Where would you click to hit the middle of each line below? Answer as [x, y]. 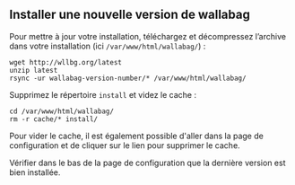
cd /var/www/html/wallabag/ [62, 111]
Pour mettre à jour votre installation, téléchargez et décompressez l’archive [148, 36]
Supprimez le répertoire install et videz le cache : [103, 94]
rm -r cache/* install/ [54, 119]
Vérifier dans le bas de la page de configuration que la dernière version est [147, 163]
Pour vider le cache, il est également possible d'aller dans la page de [137, 136]
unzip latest [34, 70]
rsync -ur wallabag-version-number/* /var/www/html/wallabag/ [128, 78]
